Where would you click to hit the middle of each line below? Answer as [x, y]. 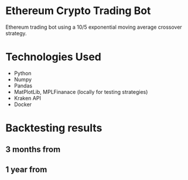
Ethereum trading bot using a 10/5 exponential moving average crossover [94, 27]
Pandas [23, 86]
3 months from [33, 150]
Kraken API [28, 98]
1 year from [26, 169]
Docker [23, 104]
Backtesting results [54, 128]
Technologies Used [54, 57]
